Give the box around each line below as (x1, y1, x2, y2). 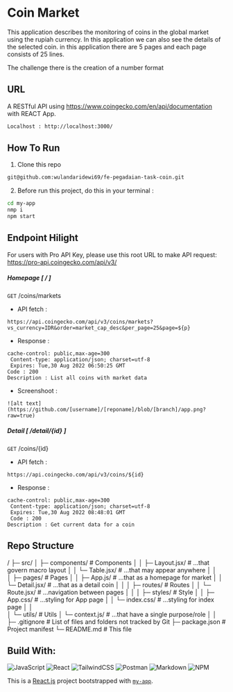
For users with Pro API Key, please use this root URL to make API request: (7, 250, 217, 258)
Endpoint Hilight (7, 232, 78, 244)
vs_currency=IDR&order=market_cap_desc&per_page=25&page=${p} (7, 324, 191, 331)
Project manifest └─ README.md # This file (7, 625, 132, 633)
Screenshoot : (17, 386, 58, 395)
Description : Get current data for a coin (7, 521, 135, 528)
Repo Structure (7, 540, 74, 552)
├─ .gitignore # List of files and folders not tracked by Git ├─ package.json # (7, 617, 226, 626)
